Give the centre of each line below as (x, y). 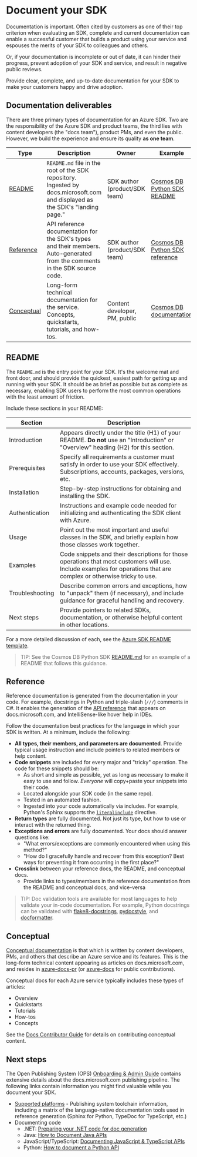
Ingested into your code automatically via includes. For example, (101, 806)
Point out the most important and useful (114, 529)
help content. (30, 756)
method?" (35, 850)
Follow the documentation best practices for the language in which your (93, 726)
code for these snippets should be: (57, 768)
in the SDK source (72, 268)
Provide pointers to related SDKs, (105, 610)
